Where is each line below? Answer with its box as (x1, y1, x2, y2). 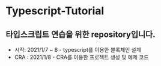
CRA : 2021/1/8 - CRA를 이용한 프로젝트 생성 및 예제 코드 (14, 54, 149, 61)
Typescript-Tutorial (5, 4, 105, 18)
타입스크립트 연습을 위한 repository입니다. (5, 29, 156, 39)
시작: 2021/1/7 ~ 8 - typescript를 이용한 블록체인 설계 (14, 46, 142, 53)
